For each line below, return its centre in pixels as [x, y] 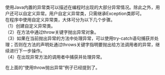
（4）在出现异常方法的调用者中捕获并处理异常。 [55, 57]
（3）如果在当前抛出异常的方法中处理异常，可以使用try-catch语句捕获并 [80, 38]
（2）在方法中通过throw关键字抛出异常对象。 [52, 32]
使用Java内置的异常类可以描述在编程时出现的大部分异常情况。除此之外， [80, 7]
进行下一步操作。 [27, 51]
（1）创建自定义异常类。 [30, 26]
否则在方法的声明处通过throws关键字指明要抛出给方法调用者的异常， [85, 44]
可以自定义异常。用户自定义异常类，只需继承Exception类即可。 [79, 13]
